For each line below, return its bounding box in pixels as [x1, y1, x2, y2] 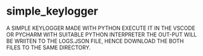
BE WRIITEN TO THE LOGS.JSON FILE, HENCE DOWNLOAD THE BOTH [6, 37, 184, 44]
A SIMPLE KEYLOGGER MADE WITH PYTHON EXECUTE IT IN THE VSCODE [6, 24, 196, 32]
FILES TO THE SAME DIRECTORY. [6, 44, 91, 51]
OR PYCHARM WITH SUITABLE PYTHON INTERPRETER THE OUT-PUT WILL [6, 30, 197, 38]
